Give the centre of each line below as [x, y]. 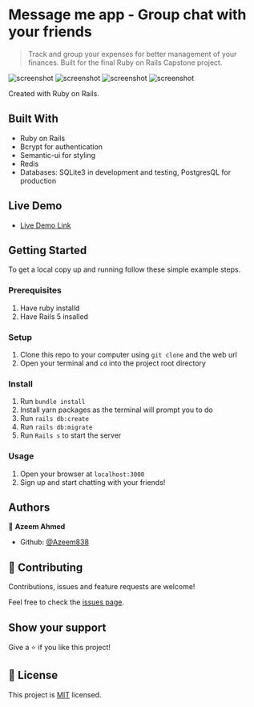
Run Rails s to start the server [71, 435]
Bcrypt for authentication [61, 147]
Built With [33, 119]
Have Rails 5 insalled [54, 316]
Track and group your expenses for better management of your [132, 54]
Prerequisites [35, 290]
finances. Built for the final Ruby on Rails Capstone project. [125, 63]
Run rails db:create [54, 418]
